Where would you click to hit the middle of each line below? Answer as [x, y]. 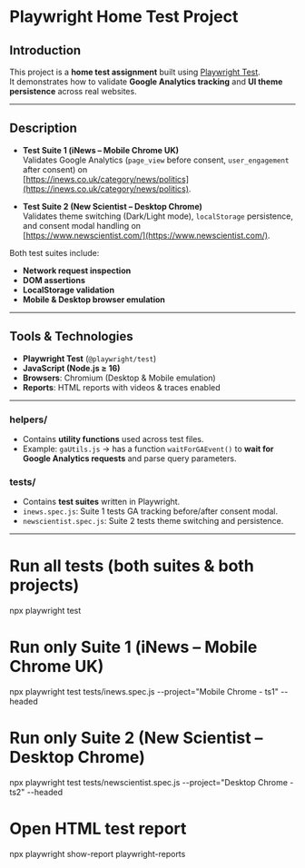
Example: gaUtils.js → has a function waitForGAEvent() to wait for [148, 449]
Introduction [45, 50]
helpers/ [29, 419]
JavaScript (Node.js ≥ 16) [71, 368]
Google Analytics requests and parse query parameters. [129, 458]
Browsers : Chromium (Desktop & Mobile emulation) [119, 378]
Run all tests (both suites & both [132, 566]
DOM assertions [54, 280]
